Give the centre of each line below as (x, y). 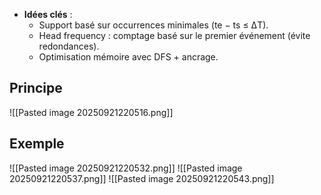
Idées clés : (48, 14)
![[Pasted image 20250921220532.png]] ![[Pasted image (126, 168)
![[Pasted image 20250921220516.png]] (91, 112)
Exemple (37, 144)
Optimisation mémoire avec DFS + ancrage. (128, 57)
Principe (36, 88)
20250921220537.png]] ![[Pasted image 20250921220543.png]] (142, 178)
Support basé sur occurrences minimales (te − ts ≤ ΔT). (153, 25)
